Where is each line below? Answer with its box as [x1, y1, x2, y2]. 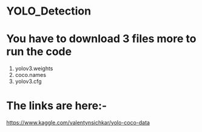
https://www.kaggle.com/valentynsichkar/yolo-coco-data [6, 119, 150, 127]
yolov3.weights [15, 65, 53, 72]
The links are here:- [6, 99, 107, 113]
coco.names [15, 71, 47, 79]
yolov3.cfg [15, 78, 42, 85]
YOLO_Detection [6, 4, 92, 18]
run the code [6, 45, 72, 59]
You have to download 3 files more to [6, 32, 197, 46]
